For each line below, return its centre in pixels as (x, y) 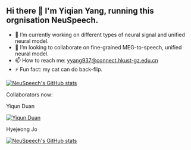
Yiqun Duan (21, 106)
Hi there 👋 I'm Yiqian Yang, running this (80, 11)
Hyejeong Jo (22, 129)
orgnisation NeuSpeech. (52, 21)
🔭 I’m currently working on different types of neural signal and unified (100, 35)
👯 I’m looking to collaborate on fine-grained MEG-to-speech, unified (98, 47)
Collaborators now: (29, 94)
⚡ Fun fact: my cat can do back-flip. (59, 69)
